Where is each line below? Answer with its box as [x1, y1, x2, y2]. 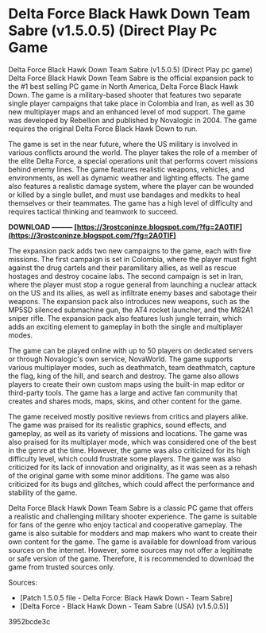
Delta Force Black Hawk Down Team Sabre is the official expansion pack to [8, 73, 254, 83]
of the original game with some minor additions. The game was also [8, 470, 230, 481]
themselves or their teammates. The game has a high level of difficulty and [8, 198, 253, 207]
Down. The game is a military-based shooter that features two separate [8, 90, 242, 99]
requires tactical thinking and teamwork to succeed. [8, 206, 179, 216]
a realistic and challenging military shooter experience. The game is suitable [8, 511, 257, 521]
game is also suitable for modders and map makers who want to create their [8, 528, 257, 538]
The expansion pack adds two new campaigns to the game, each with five [8, 245, 252, 255]
